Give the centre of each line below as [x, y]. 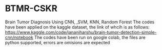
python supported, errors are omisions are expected [58, 42]
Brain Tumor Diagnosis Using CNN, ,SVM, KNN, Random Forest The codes [80, 22]
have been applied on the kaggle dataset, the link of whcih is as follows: [77, 27]
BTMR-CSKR [31, 8]
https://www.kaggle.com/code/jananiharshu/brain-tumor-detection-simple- [81, 32]
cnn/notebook [19, 37]
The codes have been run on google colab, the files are [90, 37]
